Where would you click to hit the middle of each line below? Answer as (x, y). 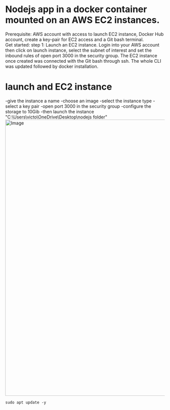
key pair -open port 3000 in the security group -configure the (87, 106)
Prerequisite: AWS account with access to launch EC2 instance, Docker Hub (84, 34)
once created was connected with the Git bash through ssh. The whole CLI (83, 61)
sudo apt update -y (26, 402)
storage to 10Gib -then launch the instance (50, 111)
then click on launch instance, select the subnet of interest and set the (78, 50)
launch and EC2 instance (59, 87)
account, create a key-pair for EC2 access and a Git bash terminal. (75, 39)
